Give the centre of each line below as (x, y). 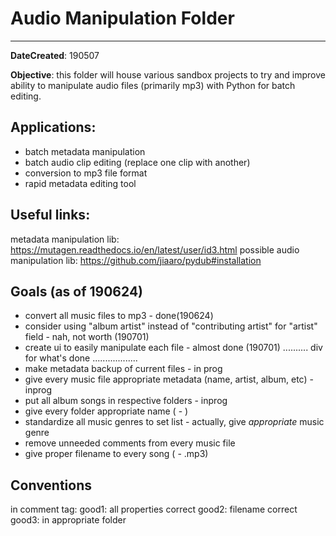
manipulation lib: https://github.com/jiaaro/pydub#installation (136, 260)
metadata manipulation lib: (65, 239)
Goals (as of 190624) (77, 291)
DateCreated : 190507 (55, 55)
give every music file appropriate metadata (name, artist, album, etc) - (169, 379)
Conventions (51, 485)
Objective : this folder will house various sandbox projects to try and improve (168, 74)
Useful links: (50, 215)
